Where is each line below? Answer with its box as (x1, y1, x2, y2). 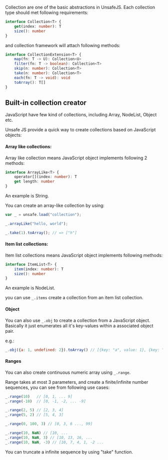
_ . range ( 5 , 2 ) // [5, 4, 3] (5, 412, 64, 417)
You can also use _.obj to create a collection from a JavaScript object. (5, 317, 150, 323)
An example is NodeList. (5, 285, 55, 291)
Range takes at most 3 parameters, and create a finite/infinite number (5, 379, 148, 385)
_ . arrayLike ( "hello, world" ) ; (5, 221, 68, 226)
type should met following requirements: (5, 10, 88, 16)
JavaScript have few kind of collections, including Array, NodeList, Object (5, 112, 157, 118)
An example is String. (5, 193, 49, 199)
